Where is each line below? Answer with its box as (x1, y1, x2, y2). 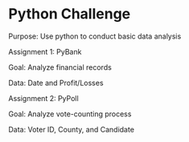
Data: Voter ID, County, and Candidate (8, 124, 135, 134)
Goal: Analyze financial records (8, 62, 113, 72)
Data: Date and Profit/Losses (8, 78, 104, 87)
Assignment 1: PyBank (8, 47, 82, 56)
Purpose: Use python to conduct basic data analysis (8, 31, 182, 41)
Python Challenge (8, 5, 131, 23)
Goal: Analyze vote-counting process (8, 109, 132, 119)
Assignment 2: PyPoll (8, 93, 79, 103)
